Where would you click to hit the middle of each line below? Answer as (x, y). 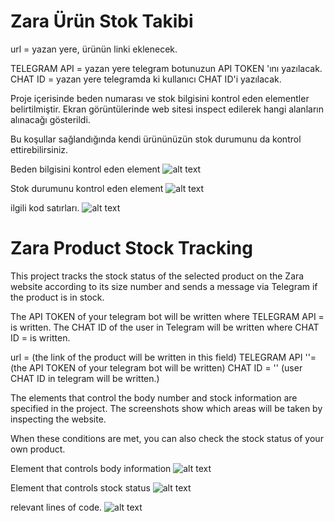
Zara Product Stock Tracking (131, 248)
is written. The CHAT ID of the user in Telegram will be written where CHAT (165, 327)
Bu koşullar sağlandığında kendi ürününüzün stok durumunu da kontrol (156, 139)
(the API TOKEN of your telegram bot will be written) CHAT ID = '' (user (156, 367)
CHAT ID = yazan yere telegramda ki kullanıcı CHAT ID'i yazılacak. (146, 79)
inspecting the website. (58, 419)
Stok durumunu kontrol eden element (87, 188)
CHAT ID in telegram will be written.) (85, 378)
